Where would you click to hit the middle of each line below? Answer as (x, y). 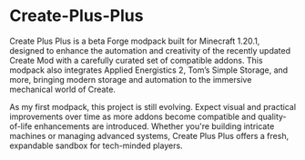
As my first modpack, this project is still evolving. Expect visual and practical (153, 106)
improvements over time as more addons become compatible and (133, 116)
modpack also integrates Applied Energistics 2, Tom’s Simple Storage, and (149, 70)
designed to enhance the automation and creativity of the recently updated (150, 50)
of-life (21, 126)
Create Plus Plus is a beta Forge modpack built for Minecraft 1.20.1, (135, 41)
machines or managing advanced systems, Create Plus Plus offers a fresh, (149, 135)
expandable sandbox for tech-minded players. (97, 145)
